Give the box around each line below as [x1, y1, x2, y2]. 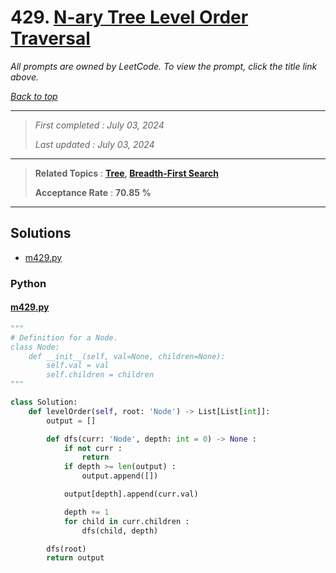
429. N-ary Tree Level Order [10, 6, 249, 29]
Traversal [10, 27, 91, 50]
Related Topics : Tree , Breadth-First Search [34, 167, 219, 179]
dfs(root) [46, 544, 87, 554]
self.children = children [46, 370, 155, 380]
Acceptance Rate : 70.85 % [34, 186, 152, 198]
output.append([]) [81, 471, 159, 481]
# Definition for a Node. [10, 332, 118, 343]
